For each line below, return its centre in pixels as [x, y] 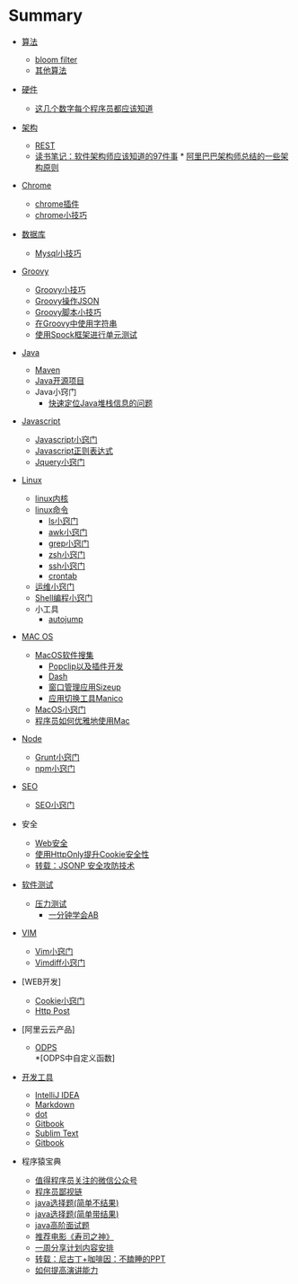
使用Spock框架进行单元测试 [86, 334]
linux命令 [52, 509]
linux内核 [52, 498]
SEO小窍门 [55, 805]
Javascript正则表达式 [74, 451]
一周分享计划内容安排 [74, 1247]
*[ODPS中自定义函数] [75, 1058]
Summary [45, 16]
